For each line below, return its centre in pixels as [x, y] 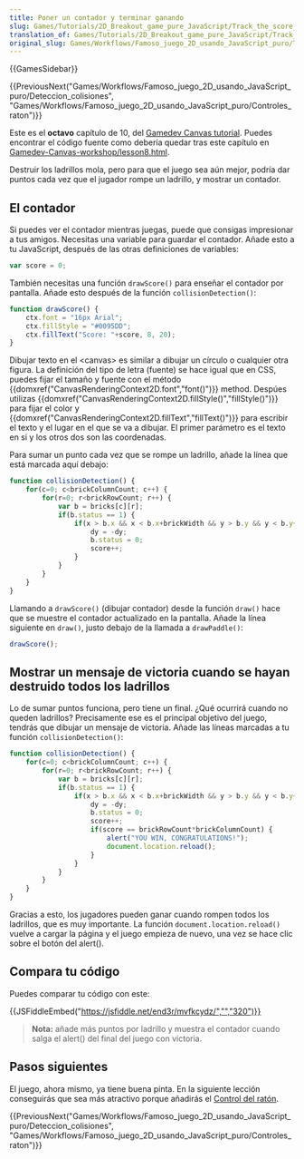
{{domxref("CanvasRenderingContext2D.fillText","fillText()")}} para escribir [149, 418]
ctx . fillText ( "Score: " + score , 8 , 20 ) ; [101, 335]
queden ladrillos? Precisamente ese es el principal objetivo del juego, [138, 718]
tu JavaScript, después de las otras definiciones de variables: [124, 249]
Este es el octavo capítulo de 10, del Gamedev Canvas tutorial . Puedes [141, 133]
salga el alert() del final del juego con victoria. [117, 1038]
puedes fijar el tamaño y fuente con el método [95, 380]
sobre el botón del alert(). [57, 943]
